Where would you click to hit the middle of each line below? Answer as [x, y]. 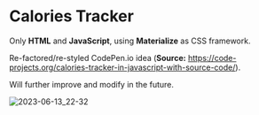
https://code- [212, 57]
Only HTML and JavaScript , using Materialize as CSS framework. [130, 41]
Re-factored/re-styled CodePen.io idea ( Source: [98, 57]
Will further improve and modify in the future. [92, 84]
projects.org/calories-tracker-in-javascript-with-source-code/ [122, 67]
